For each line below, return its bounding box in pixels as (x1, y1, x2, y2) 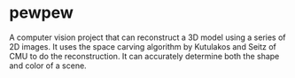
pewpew (9, 3, 74, 23)
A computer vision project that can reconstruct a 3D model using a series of (9, 32, 286, 43)
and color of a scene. (9, 60, 87, 71)
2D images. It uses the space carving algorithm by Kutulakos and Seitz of (9, 41, 277, 51)
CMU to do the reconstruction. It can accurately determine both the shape (9, 51, 280, 61)
